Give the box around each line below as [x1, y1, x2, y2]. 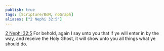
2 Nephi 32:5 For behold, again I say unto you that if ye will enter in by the [5, 30, 159, 36]
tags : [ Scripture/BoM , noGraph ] [5, 12, 73, 17]
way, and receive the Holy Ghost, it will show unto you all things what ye [5, 35, 156, 41]
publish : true [5, 7, 35, 12]
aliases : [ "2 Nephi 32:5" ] [5, 16, 62, 21]
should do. [5, 41, 28, 47]
